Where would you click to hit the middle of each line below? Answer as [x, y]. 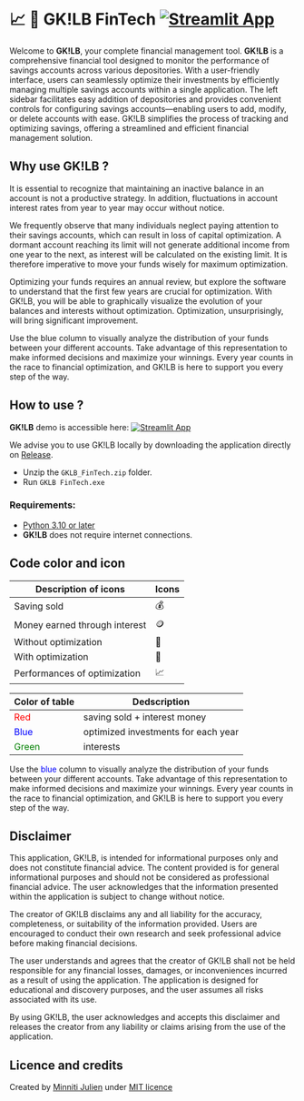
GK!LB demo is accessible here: [69, 427]
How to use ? [47, 405]
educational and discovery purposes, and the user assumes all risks [137, 990]
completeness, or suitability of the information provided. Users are [133, 924]
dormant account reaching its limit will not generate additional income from [150, 245]
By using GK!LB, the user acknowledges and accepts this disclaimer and [145, 1017]
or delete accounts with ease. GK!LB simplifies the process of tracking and [149, 118]
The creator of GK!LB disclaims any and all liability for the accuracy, [136, 914]
